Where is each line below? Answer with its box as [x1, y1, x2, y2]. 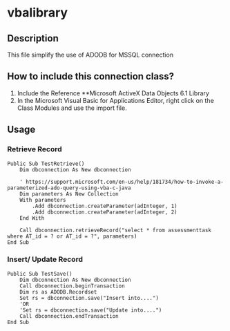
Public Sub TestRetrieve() [7, 160, 85, 167]
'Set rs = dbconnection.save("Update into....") [19, 306, 162, 314]
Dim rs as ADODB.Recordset [19, 288, 97, 295]
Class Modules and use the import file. [17, 104, 127, 112]
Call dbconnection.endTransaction [19, 312, 119, 319]
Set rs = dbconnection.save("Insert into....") [19, 294, 159, 301]
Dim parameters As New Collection [19, 190, 119, 198]
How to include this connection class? [7, 70, 175, 82]
